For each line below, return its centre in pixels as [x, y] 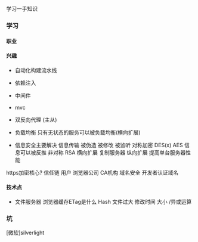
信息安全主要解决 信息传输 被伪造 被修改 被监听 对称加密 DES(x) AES [99, 145]
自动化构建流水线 [36, 70]
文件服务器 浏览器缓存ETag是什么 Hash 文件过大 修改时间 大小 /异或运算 [103, 201]
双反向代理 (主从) [36, 120]
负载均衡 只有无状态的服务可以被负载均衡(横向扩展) [78, 132]
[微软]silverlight [25, 233]
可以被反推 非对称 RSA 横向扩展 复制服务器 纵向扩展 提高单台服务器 [103, 152]
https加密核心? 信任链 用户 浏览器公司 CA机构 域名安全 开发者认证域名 [92, 172]
